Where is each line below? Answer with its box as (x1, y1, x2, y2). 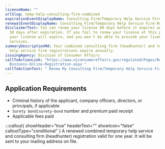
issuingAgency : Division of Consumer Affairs (5, 52, 100, 58)
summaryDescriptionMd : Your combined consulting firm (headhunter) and (5, 44, 155, 49)
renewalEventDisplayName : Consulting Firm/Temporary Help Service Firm (5, 21, 155, 26)
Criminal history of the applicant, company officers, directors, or (12, 98, 142, 103)
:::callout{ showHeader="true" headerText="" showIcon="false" (5, 123, 134, 128)
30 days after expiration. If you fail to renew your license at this (9, 30, 157, 35)
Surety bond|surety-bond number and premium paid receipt (12, 108, 134, 114)
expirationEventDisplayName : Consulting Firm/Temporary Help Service (5, 16, 151, 21)
